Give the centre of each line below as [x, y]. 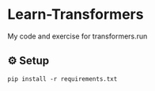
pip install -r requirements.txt [62, 79]
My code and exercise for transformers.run [77, 36]
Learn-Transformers [76, 15]
